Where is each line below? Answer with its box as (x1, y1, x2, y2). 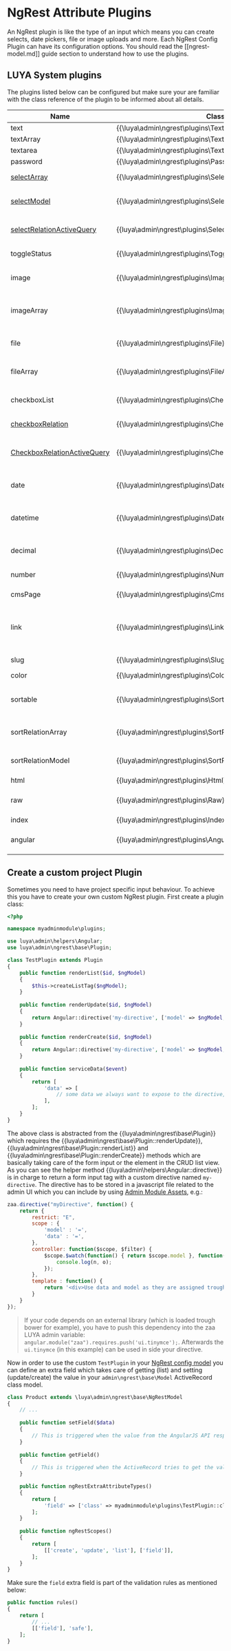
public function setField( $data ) (19, 1420, 115, 1427)
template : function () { (32, 1278, 103, 1285)
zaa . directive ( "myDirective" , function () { (7, 1201, 134, 1208)
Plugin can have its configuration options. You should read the (7, 42, 184, 50)
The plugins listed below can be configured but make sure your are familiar (7, 87, 220, 96)
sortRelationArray (10, 727, 67, 737)
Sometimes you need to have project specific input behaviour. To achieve (7, 885, 215, 893)
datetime (10, 513, 39, 523)
